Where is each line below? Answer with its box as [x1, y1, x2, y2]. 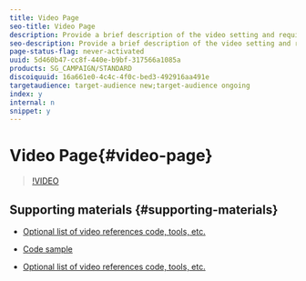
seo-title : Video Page [9, 22, 96, 31]
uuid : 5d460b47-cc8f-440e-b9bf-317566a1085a [9, 55, 181, 65]
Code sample [22, 244, 73, 255]
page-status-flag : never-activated [9, 47, 145, 56]
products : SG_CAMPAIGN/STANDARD [9, 65, 132, 74]
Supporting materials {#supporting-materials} [9, 202, 279, 217]
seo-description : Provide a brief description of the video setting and [9, 38, 291, 48]
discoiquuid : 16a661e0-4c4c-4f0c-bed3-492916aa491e [9, 73, 209, 82]
